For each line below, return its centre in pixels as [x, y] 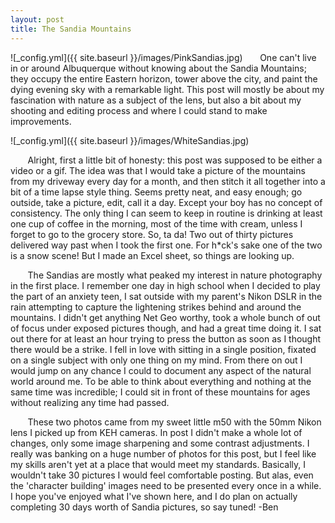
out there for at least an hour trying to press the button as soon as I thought [166, 338]
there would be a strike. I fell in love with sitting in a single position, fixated [163, 349]
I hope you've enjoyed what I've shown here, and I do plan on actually [154, 496]
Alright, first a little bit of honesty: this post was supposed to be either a [175, 160]
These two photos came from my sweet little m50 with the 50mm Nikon [174, 422]
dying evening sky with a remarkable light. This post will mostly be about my [167, 89]
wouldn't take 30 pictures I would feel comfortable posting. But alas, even [162, 475]
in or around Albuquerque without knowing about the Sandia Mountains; [158, 68]
